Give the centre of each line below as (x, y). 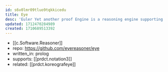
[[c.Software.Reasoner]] (37, 43)
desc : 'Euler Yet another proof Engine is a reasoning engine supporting (84, 19)
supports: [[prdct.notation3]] (42, 59)
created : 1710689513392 (30, 29)
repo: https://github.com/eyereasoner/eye (56, 48)
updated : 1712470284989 (30, 24)
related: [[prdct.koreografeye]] (44, 64)
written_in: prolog (31, 54)
